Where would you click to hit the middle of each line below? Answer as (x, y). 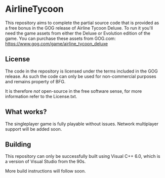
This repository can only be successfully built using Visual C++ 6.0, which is (83, 156)
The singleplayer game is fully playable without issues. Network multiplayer (82, 124)
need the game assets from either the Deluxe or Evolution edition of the (78, 33)
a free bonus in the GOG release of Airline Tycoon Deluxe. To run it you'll (79, 28)
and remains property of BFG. (35, 81)
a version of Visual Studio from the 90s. (45, 162)
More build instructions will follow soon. (45, 171)
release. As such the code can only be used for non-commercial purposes (81, 76)
